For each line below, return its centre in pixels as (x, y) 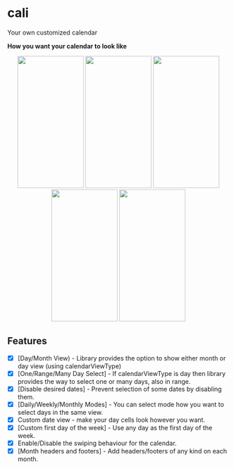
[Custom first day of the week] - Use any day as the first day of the (115, 428)
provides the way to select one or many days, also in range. (104, 381)
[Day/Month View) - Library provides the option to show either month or (122, 358)
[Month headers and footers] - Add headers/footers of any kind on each (122, 451)
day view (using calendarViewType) (69, 366)
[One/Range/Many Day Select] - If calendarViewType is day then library (122, 373)
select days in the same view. (60, 412)
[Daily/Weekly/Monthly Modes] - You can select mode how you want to (121, 404)
